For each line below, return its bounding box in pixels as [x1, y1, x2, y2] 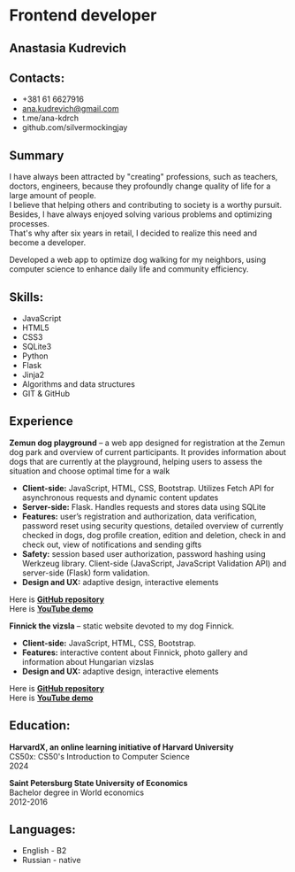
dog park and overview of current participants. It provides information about [9, 446, 287, 457]
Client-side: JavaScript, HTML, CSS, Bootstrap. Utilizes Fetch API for [21, 482, 275, 493]
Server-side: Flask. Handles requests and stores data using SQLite [21, 501, 267, 512]
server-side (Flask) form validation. [21, 567, 150, 578]
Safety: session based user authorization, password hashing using [21, 548, 266, 559]
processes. [9, 219, 50, 229]
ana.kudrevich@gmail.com [21, 104, 119, 114]
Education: [9, 718, 71, 733]
